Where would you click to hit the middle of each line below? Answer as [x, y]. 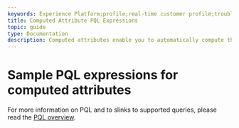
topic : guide [27, 27]
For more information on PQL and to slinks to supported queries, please [112, 110]
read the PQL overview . [42, 117]
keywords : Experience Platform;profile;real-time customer [97, 14]
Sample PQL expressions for [93, 75]
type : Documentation [38, 34]
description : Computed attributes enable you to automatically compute [116, 40]
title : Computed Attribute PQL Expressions [73, 21]
